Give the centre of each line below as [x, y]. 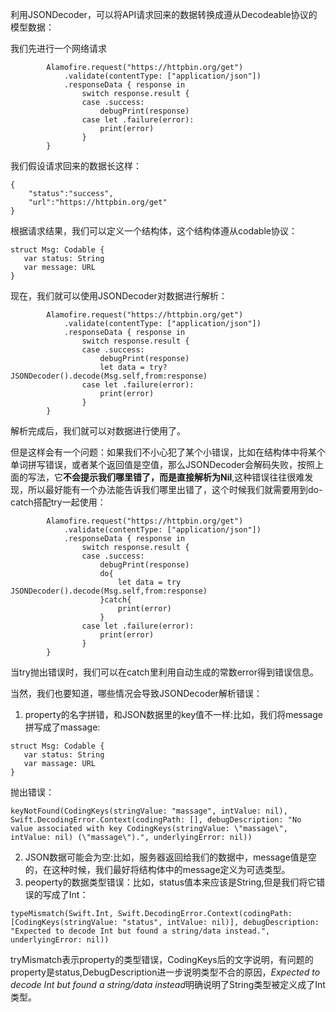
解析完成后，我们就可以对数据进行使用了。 [98, 431]
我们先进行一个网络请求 [58, 48]
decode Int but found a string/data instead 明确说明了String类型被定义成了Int [168, 984]
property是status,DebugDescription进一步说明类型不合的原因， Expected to [165, 972]
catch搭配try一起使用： [58, 502]
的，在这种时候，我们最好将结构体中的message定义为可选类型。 [157, 869]
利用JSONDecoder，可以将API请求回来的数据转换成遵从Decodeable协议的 [164, 14]
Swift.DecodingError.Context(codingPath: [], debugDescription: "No [156, 820]
